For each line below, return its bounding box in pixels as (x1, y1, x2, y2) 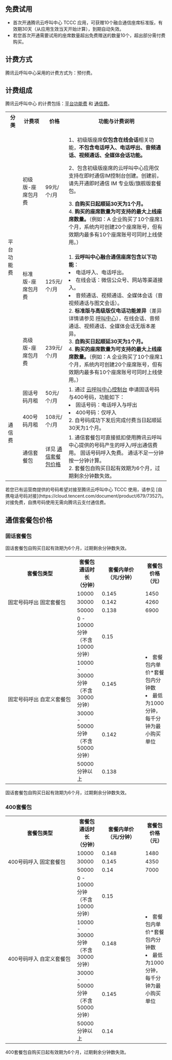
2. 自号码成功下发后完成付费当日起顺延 (68, 417, 162, 424)
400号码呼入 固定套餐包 (8, 858, 66, 865)
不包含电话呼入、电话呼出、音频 (78, 144, 156, 151)
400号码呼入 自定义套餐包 (8, 956, 71, 963)
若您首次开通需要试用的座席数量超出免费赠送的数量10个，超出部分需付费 (12, 32, 166, 38)
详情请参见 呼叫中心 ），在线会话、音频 (68, 315, 160, 322)
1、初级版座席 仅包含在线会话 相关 (68, 136, 149, 143)
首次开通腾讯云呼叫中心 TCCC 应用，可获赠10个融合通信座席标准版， (12, 19, 159, 26)
